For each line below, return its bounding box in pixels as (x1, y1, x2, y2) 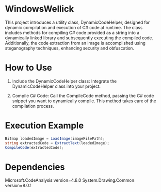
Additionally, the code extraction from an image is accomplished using (5, 40, 145, 46)
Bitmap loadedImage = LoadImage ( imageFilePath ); (5, 136, 105, 141)
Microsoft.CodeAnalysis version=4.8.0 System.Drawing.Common (5, 177, 135, 183)
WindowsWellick (5, 3, 74, 15)
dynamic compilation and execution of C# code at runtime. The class (5, 24, 143, 30)
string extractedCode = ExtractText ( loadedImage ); (5, 141, 110, 145)
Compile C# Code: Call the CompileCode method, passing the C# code (12, 93, 154, 98)
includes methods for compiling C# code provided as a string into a (5, 30, 140, 35)
